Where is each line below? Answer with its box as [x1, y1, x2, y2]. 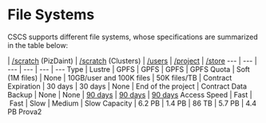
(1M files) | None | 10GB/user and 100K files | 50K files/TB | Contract [7, 73, 232, 82]
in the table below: [7, 40, 69, 50]
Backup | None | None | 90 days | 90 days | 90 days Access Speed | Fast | [7, 89, 252, 99]
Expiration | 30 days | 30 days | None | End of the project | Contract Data [7, 81, 248, 91]
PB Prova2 [7, 106, 42, 117]
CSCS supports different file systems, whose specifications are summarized [7, 32, 259, 42]
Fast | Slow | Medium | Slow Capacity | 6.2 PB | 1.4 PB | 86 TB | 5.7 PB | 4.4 [9, 98, 257, 108]
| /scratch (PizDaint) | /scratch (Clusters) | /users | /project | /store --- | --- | [7, 56, 257, 65]
